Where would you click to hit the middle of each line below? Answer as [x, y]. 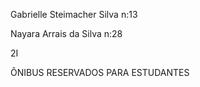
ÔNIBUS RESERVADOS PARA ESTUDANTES [100, 72]
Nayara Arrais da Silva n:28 [66, 33]
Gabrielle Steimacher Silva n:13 [74, 14]
